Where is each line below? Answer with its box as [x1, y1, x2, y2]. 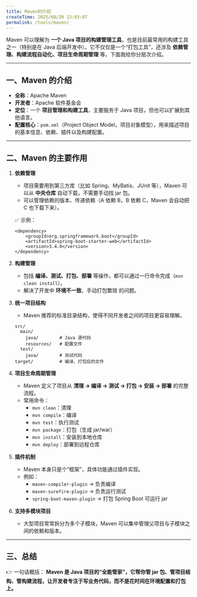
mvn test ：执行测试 [32, 419, 79, 426]
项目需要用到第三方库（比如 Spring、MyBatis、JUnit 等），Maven [23, 182, 181, 189]
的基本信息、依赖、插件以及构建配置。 [14, 128, 107, 135]
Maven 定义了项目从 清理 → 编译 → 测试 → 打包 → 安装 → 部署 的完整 [23, 382, 189, 389]
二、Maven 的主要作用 [6, 153, 88, 163]
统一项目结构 [14, 300, 46, 306]
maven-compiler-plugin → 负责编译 [32, 480, 116, 487]
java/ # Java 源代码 [25, 335, 91, 341]
